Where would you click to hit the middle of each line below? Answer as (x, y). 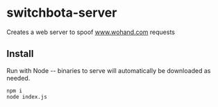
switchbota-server (62, 13)
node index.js (27, 97)
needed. (18, 78)
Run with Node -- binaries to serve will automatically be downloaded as (109, 70)
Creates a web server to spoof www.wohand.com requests (91, 32)
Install (20, 54)
